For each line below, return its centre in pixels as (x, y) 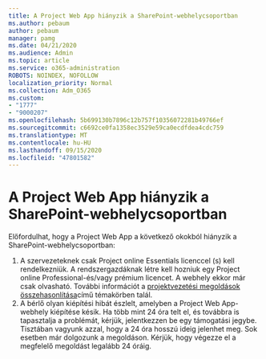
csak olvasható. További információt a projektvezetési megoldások (130, 287)
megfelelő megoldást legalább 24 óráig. (86, 346)
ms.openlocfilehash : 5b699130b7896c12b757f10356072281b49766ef (116, 120)
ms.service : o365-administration (64, 68)
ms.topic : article (39, 61)
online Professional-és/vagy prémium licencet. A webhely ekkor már (133, 278)
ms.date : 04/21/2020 (43, 46)
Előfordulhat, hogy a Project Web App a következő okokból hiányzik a (123, 237)
